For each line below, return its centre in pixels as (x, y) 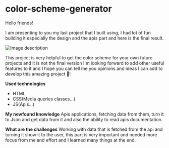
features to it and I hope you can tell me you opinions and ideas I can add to (84, 68)
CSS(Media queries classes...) (44, 99)
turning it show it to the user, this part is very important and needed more (81, 134)
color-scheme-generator (59, 9)
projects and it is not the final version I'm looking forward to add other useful (85, 63)
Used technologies (25, 84)
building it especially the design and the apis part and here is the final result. (84, 38)
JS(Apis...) (23, 104)
